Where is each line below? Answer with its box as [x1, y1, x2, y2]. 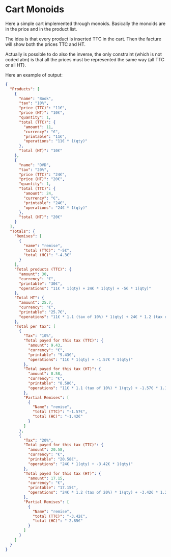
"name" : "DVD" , [18, 162, 51, 167]
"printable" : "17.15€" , [27, 485, 79, 491]
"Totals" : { [10, 229, 36, 234]
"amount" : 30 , [18, 272, 49, 277]
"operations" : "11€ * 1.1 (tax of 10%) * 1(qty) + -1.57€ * [27, 385, 158, 391]
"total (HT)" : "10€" [18, 148, 63, 154]
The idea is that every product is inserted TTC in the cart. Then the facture [5, 36, 162, 42]
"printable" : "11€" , [23, 134, 67, 139]
